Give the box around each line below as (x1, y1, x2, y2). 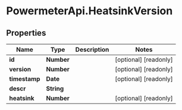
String (46, 84, 64, 93)
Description (75, 46, 109, 54)
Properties (6, 28, 46, 38)
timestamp (9, 75, 40, 83)
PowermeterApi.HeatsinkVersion (6, 4, 173, 18)
